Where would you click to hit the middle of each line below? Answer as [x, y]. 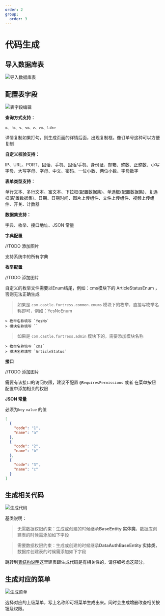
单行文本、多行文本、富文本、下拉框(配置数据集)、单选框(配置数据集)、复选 [82, 192]
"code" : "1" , [27, 428]
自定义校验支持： [22, 154]
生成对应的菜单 [28, 579]
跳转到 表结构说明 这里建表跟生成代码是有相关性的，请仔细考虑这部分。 [76, 562]
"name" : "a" [26, 433]
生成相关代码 [25, 495]
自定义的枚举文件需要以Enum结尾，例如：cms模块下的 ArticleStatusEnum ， [82, 288]
